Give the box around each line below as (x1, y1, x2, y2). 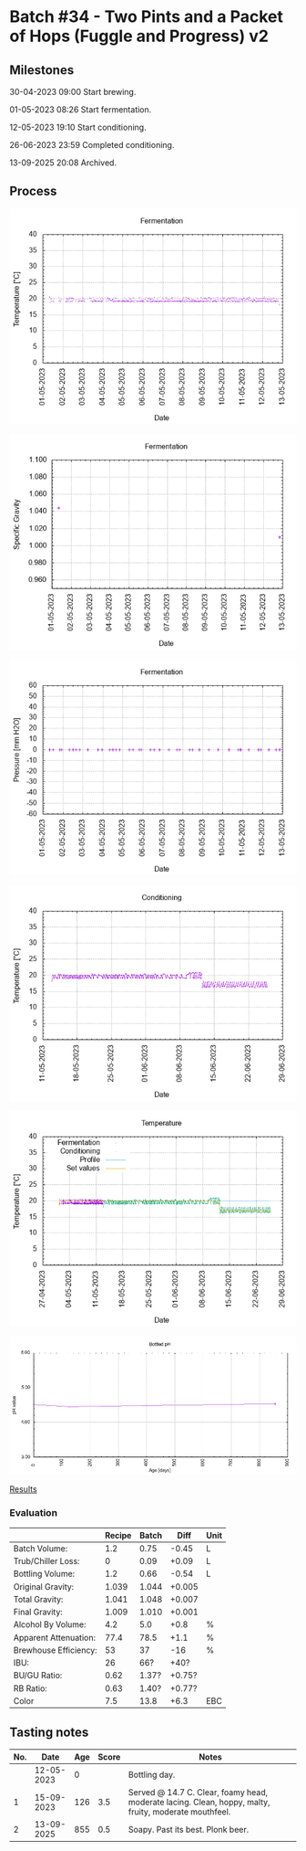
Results (9, 1483, 38, 1495)
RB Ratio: (13, 1683, 47, 1694)
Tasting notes (9, 1724, 89, 1740)
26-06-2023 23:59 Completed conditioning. (9, 140, 175, 150)
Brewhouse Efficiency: (13, 1645, 97, 1655)
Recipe (104, 1529, 132, 1540)
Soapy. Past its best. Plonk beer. (127, 1824, 250, 1835)
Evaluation (9, 1506, 57, 1518)
